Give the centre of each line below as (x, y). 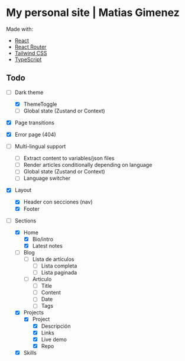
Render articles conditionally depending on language (88, 165)
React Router (30, 47)
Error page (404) (35, 134)
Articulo (42, 279)
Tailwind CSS (31, 53)
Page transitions (35, 123)
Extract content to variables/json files (69, 158)
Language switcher (47, 178)
